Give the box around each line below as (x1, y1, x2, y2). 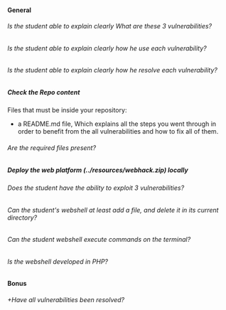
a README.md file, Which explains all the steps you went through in (17, 119, 217, 128)
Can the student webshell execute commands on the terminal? (7, 235, 191, 244)
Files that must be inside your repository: (7, 106, 127, 114)
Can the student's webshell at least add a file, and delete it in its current (7, 205, 219, 214)
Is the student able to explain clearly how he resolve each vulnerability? (7, 66, 218, 75)
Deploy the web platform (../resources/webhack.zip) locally (7, 166, 188, 174)
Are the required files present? (7, 143, 97, 152)
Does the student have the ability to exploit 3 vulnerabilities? (7, 183, 185, 192)
